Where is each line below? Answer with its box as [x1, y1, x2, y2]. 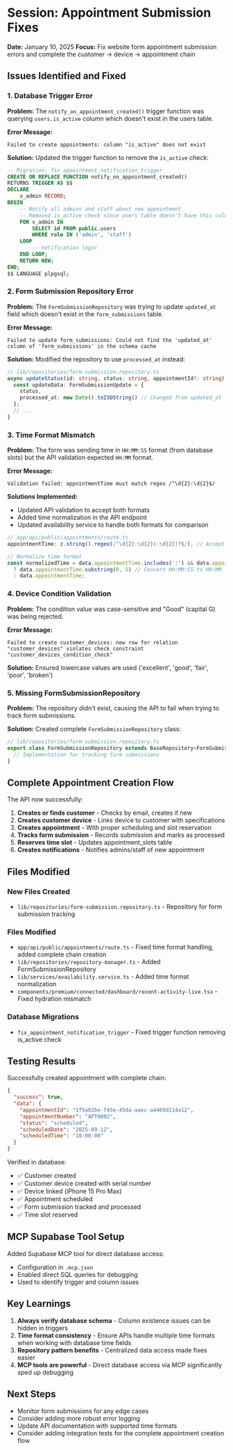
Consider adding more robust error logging [17, 1414, 141, 1422]
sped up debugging [17, 1368, 74, 1376]
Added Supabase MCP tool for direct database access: [7, 1249, 164, 1257]
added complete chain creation [17, 950, 107, 959]
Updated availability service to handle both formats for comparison [17, 521, 209, 529]
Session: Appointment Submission [7, 5, 212, 21]
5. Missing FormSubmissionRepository [7, 688, 141, 698]
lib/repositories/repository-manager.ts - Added [17, 958, 161, 966]
